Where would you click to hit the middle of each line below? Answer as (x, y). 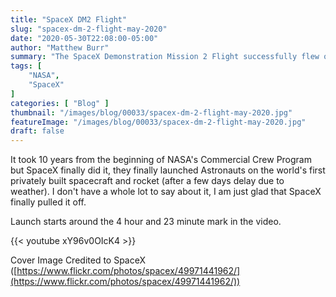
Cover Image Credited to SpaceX (78, 260)
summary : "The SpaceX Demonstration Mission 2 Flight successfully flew (165, 57)
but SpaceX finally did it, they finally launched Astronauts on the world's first (168, 170)
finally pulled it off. (48, 202)
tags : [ (26, 66)
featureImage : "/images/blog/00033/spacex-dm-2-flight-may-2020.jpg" (158, 122)
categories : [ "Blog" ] (60, 103)
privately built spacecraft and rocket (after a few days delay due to (147, 181)
